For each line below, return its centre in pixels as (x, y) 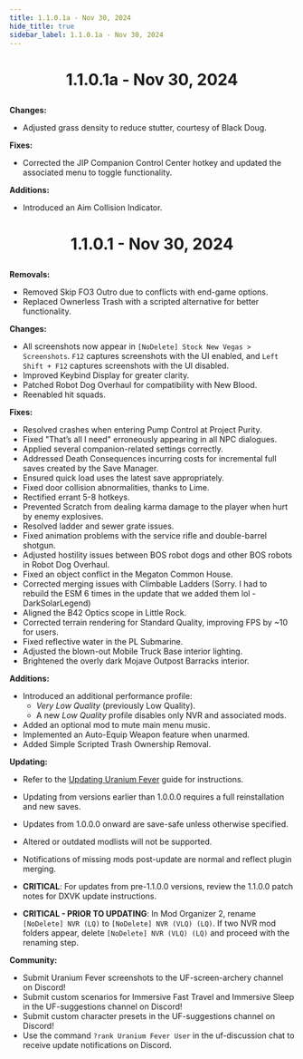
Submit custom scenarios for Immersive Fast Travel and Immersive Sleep (158, 996)
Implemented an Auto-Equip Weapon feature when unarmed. (136, 734)
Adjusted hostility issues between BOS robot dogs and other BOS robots (157, 555)
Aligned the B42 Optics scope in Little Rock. (104, 612)
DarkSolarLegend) (57, 603)
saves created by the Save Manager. (90, 468)
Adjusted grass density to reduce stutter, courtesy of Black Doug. (144, 127)
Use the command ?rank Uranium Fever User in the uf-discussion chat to (158, 1035)
